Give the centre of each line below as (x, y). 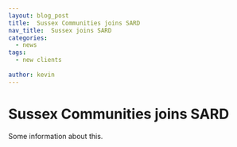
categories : (28, 38)
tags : (17, 52)
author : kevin (32, 75)
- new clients (39, 60)
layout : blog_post (39, 15)
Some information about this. (56, 136)
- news (26, 45)
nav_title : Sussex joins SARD (60, 30)
